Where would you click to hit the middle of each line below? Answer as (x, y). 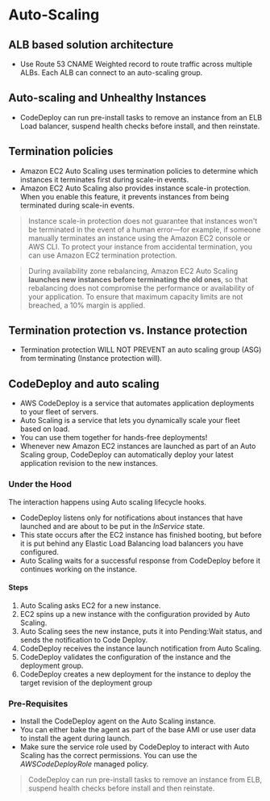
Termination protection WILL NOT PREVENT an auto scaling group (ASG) (141, 350)
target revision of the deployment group (86, 682)
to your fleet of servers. (59, 412)
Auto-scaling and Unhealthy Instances (108, 98)
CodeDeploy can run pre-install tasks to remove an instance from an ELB (141, 117)
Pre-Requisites (38, 703)
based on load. (45, 429)
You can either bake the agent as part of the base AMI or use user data (138, 730)
